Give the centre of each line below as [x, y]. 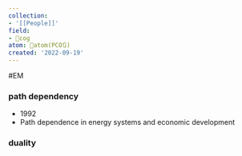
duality [22, 143]
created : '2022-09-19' [46, 53]
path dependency [43, 96]
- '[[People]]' [34, 23]
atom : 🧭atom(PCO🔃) [39, 46]
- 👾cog [19, 38]
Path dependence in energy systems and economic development [127, 122]
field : [19, 30]
